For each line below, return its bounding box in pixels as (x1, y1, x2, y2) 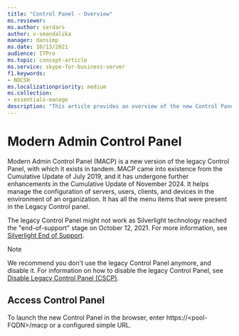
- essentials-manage (7, 97, 69, 104)
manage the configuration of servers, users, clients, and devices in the (7, 187, 215, 195)
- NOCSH (7, 76, 31, 84)
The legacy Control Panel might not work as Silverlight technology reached (7, 216, 228, 224)
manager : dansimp (7, 37, 59, 44)
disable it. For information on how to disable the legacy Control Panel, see (7, 266, 224, 274)
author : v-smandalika (7, 30, 72, 38)
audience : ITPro (7, 50, 55, 58)
